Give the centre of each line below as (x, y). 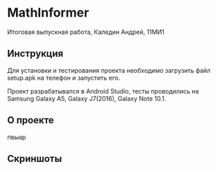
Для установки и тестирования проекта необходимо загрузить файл (109, 70)
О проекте (31, 120)
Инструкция (35, 54)
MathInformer (48, 13)
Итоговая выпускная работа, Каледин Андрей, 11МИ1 (86, 32)
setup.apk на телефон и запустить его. (64, 78)
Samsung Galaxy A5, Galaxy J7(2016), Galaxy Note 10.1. (87, 98)
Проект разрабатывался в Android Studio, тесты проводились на (103, 91)
